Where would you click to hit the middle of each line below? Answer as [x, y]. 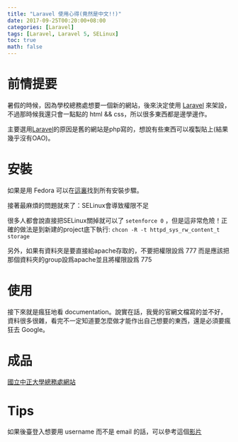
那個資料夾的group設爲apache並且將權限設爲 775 [80, 259]
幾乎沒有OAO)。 [31, 138]
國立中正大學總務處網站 [41, 382]
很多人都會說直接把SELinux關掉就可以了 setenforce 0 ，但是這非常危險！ [114, 220]
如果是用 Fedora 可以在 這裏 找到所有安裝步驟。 [75, 190]
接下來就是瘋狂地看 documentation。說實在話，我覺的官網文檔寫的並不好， [117, 311]
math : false [25, 47]
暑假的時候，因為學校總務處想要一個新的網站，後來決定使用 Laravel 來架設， [119, 105]
